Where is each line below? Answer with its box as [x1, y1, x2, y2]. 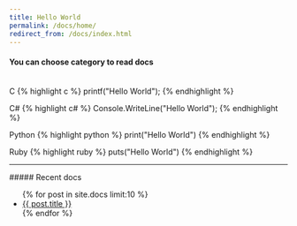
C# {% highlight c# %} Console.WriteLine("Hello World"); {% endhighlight [9, 102, 278, 113]
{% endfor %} [21, 207, 73, 218]
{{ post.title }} [21, 198, 72, 208]
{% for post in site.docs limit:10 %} [21, 189, 148, 200]
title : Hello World [9, 12, 81, 22]
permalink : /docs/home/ [9, 21, 97, 30]
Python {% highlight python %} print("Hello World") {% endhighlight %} [9, 129, 270, 139]
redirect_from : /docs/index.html [9, 29, 133, 38]
